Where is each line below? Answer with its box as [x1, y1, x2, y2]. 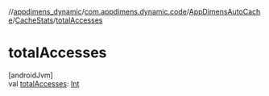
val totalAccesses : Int [8, 78, 80, 88]
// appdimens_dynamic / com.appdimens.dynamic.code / [8, 7, 189, 16]
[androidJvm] [8, 70, 54, 80]
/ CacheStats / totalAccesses [12, 15, 103, 25]
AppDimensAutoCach [188, 7, 261, 16]
